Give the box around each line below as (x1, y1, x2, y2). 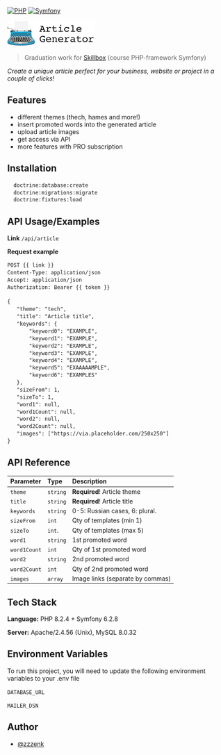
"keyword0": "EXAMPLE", (28, 327, 98, 335)
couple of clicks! (7, 74, 55, 83)
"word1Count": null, (16, 408, 76, 415)
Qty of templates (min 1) (72, 516, 142, 524)
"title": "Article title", (16, 313, 95, 320)
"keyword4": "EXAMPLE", (28, 357, 98, 364)
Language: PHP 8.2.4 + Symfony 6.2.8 (7, 615, 118, 623)
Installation (7, 163, 57, 174)
